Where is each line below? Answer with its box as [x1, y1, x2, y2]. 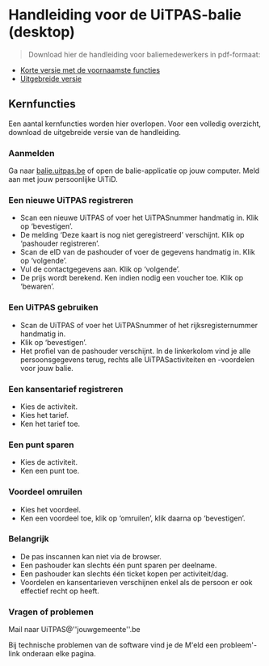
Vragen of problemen [8, 606, 95, 618]
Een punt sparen [8, 439, 74, 450]
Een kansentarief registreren [8, 383, 124, 394]
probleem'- [219, 640, 257, 650]
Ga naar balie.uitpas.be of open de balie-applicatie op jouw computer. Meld [8, 166, 260, 175]
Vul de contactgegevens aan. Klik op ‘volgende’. [19, 264, 180, 274]
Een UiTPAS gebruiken [8, 301, 99, 313]
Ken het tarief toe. [19, 419, 81, 428]
